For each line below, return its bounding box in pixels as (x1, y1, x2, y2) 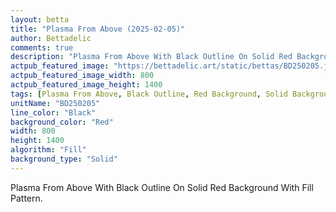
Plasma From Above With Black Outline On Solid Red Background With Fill (10, 181, 314, 193)
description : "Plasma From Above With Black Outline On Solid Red (10, 52, 293, 62)
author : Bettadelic (10, 33, 92, 43)
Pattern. (10, 192, 43, 204)
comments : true (10, 42, 74, 53)
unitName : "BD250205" (10, 98, 101, 108)
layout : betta (10, 14, 70, 25)
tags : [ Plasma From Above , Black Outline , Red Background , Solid (10, 89, 288, 99)
